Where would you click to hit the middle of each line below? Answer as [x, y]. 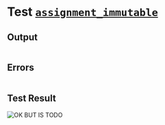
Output [22, 37]
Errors [21, 68]
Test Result [31, 99]
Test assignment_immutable [83, 12]
